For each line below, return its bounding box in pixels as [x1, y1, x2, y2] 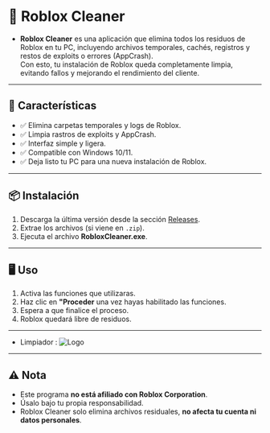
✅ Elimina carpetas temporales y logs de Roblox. [19, 120, 182, 130]
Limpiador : [19, 337, 58, 347]
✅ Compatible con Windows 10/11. [19, 147, 133, 157]
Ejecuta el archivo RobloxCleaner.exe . [19, 231, 148, 241]
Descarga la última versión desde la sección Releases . [19, 214, 201, 224]
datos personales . [19, 415, 82, 425]
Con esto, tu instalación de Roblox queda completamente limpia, [19, 60, 233, 69]
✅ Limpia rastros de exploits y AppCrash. [19, 129, 157, 139]
